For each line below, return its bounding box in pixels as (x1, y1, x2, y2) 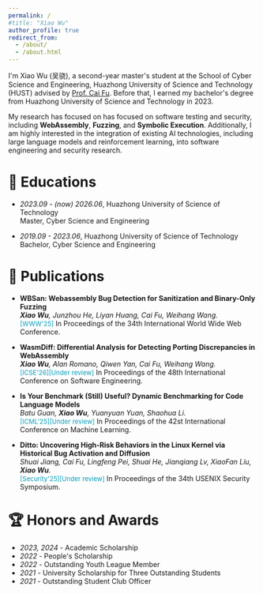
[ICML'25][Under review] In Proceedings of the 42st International (19, 416, 226, 426)
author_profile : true (8, 26, 80, 34)
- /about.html (15, 48, 62, 56)
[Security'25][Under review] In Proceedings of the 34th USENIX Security (19, 473, 250, 483)
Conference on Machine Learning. (19, 424, 132, 434)
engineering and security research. (8, 145, 122, 155)
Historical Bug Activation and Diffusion (19, 448, 151, 458)
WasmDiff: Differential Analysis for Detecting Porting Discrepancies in (19, 342, 255, 352)
